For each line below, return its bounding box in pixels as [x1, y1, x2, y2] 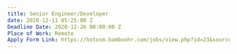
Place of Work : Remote [7, 29, 74, 37]
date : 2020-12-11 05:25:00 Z [7, 17, 93, 24]
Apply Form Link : [7, 36, 59, 43]
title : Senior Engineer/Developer [7, 10, 109, 18]
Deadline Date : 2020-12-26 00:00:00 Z [7, 23, 121, 30]
